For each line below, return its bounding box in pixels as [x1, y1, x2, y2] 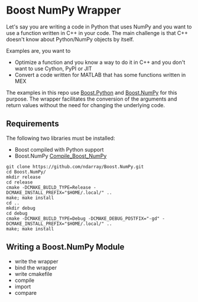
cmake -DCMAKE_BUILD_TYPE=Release [6, 184, 92, 190]
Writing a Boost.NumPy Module [6, 242, 125, 252]
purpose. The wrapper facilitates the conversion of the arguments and [6, 95, 177, 102]
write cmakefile [14, 270, 53, 277]
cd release [6, 179, 33, 185]
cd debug [6, 210, 28, 216]
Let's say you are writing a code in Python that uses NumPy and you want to [6, 23, 192, 30]
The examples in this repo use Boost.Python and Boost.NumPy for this [6, 89, 177, 96]
